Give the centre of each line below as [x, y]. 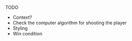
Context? [22, 17]
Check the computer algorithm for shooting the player [70, 23]
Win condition [27, 34]
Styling [20, 28]
